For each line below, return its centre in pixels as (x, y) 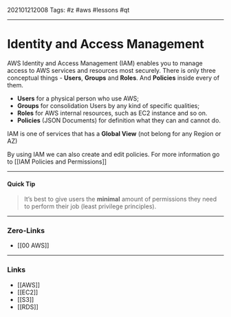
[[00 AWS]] (33, 245)
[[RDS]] (28, 307)
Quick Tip (21, 184)
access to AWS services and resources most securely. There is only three (112, 70)
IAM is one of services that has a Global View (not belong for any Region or (114, 133)
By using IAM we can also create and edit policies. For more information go (113, 154)
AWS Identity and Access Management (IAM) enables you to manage (105, 63)
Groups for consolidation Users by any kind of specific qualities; (108, 105)
